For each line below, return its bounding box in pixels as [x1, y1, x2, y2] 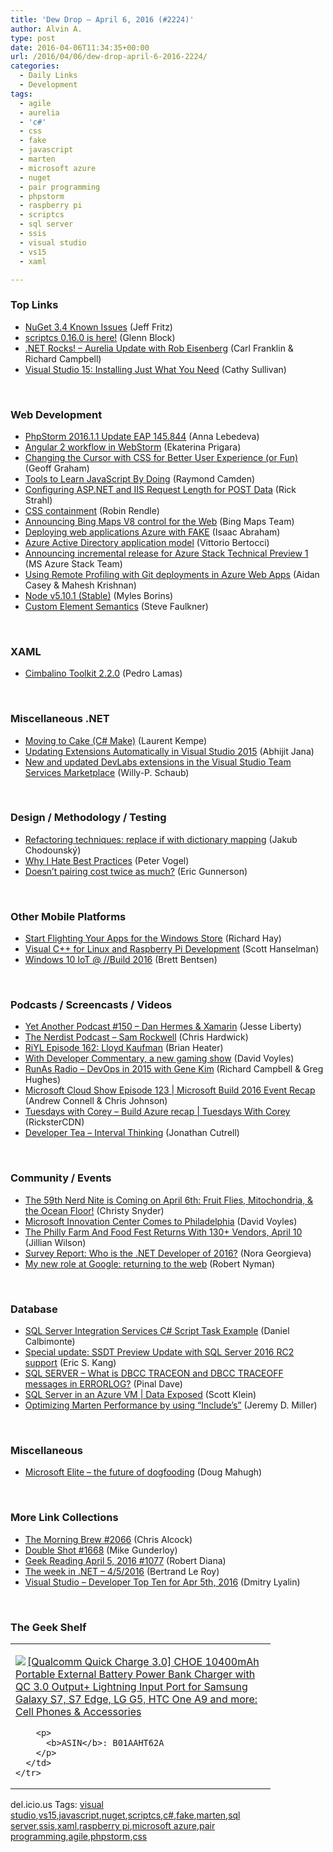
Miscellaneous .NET [10, 712, 110, 726]
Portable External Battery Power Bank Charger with [15, 1667, 256, 1681]
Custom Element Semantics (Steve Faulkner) [24, 600, 209, 612]
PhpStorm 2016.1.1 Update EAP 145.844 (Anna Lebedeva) [24, 430, 260, 442]
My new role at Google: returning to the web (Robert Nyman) [24, 1257, 276, 1270]
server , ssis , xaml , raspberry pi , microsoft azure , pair [10, 1819, 216, 1831]
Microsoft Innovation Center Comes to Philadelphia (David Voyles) [24, 1215, 298, 1227]
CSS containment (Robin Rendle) [24, 504, 160, 516]
